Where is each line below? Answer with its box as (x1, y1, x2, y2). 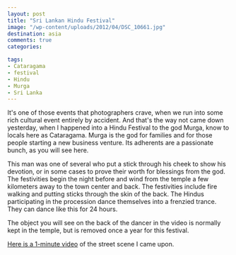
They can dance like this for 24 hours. (7, 205, 118, 213)
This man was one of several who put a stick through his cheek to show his (7, 160, 226, 169)
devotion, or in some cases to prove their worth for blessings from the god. (7, 167, 226, 176)
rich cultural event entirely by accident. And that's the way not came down (7, 116, 224, 125)
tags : (7, 56, 23, 64)
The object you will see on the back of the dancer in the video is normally (7, 219, 221, 227)
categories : (7, 43, 42, 50)
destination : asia (7, 30, 61, 38)
